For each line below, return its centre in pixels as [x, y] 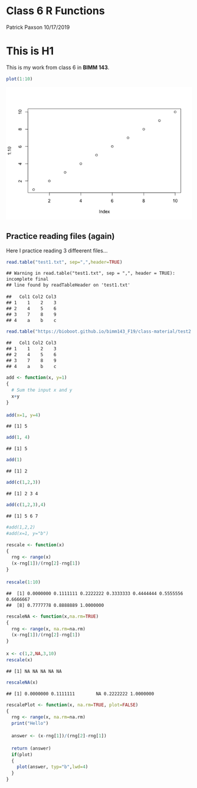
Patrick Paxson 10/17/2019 [38, 27]
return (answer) [31, 748]
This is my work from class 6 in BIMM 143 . [58, 67]
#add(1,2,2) [21, 527]
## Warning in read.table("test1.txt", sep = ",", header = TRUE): [91, 273]
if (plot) [22, 754]
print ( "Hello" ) [30, 724]
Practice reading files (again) [60, 236]
